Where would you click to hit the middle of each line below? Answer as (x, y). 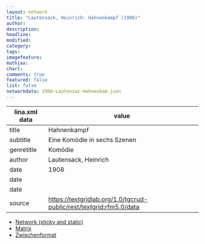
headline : (19, 35)
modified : (19, 40)
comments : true (26, 74)
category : (19, 46)
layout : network (27, 12)
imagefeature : (24, 57)
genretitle (23, 149)
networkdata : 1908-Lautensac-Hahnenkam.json (64, 91)
